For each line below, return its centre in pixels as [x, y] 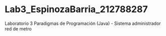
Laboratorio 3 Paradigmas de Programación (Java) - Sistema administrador [83, 23]
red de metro [18, 28]
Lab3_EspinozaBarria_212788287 [76, 9]
